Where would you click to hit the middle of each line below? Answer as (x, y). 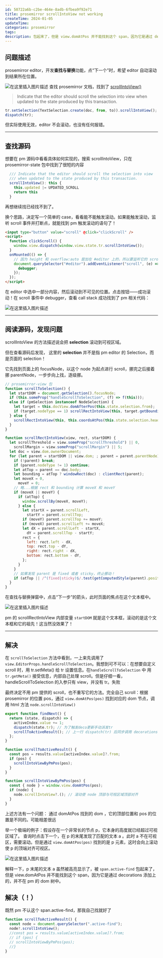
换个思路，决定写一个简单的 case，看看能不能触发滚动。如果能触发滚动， (78, 217)
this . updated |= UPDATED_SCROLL (46, 188)
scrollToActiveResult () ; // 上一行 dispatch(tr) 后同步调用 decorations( (87, 732)
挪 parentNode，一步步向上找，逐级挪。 (45, 375)
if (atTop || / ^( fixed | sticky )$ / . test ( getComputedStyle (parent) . (81, 578)
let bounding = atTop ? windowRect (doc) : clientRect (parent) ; (79, 474)
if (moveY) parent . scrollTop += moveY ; (63, 520)
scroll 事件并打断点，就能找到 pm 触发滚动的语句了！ (63, 223)
